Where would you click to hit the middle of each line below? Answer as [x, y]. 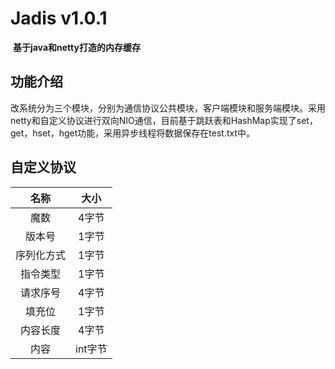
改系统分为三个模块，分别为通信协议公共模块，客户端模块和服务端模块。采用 [168, 108]
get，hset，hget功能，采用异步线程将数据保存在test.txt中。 [133, 133]
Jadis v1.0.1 [59, 18]
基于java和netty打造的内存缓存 [76, 47]
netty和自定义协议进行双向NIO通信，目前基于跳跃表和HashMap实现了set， [164, 120]
